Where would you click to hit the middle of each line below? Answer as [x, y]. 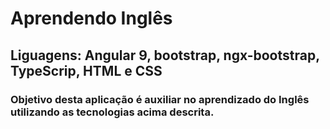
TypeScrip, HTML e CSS [86, 70]
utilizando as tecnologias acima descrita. [112, 112]
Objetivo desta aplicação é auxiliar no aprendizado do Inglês [160, 99]
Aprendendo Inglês [91, 18]
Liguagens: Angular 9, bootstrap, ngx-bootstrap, [165, 55]
